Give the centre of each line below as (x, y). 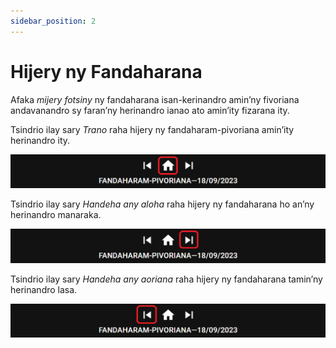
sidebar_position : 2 (53, 21)
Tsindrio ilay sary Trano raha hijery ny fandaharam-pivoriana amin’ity (152, 129)
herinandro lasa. (44, 289)
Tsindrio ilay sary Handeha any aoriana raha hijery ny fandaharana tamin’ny (166, 279)
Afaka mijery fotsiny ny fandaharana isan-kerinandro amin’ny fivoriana (155, 99)
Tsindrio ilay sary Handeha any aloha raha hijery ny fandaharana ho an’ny (162, 204)
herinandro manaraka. (56, 215)
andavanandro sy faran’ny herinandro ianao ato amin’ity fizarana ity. (150, 110)
